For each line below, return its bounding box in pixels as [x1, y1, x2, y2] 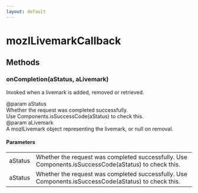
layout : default [6, 8, 46, 15]
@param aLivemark [6, 119, 54, 126]
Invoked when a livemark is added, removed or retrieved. [6, 89, 144, 96]
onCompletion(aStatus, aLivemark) [6, 75, 109, 83]
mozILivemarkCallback [6, 34, 121, 47]
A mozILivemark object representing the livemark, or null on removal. [6, 125, 174, 132]
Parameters [6, 139, 35, 146]
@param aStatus [6, 100, 47, 107]
